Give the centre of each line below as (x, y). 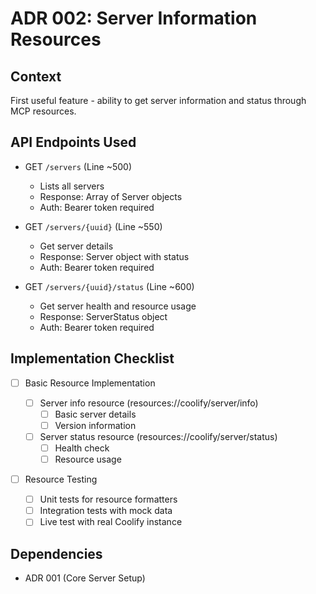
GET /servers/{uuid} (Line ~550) (93, 226)
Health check (82, 448)
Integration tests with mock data (106, 511)
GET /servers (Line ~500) (78, 166)
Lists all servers (72, 186)
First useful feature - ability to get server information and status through (158, 100)
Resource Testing (61, 479)
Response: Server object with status (114, 256)
